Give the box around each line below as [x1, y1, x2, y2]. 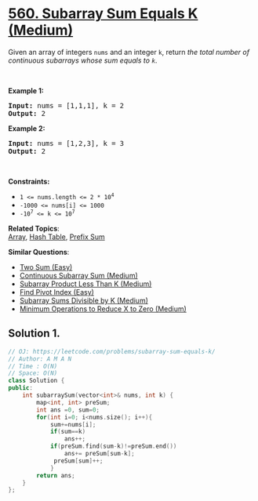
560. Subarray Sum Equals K [8, 5, 198, 23]
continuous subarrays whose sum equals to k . [8, 56, 158, 65]
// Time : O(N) [8, 362, 58, 370]
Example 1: [8, 85, 45, 95]
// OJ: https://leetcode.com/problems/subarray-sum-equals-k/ [8, 347, 216, 355]
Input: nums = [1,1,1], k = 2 [8, 101, 125, 110]
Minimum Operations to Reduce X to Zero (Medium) [19, 303, 187, 314]
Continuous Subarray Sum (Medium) [19, 270, 139, 280]
